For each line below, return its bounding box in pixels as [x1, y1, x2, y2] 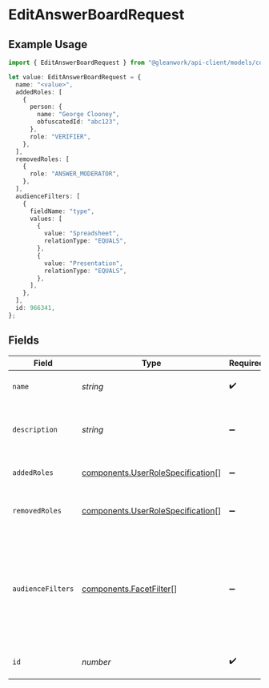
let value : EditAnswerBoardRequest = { [8, 73, 142, 81]
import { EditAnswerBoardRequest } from [8, 58, 146, 66]
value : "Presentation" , [43, 259, 124, 268]
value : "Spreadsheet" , [43, 230, 120, 238]
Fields [8, 334, 40, 348]
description [12, 424, 58, 434]
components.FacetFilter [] [81, 583, 178, 594]
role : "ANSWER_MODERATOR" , [29, 170, 120, 178]
